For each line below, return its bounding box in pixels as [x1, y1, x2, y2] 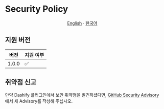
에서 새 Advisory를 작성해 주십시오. [5, 98, 73, 104]
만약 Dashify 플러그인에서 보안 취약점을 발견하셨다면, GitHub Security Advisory [5, 92, 159, 98]
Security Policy [5, 3, 69, 15]
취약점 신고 [5, 78, 37, 87]
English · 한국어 [67, 20, 98, 26]
